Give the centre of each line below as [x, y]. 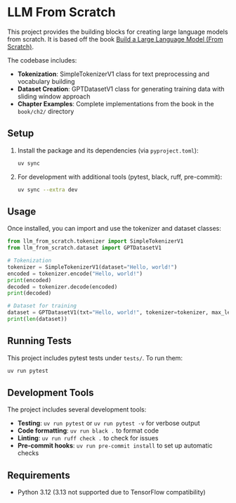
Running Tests [39, 341]
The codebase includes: [42, 60]
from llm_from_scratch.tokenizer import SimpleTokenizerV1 [96, 241]
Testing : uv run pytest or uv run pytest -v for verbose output [109, 424]
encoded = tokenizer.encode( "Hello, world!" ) [75, 274]
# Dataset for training [42, 306]
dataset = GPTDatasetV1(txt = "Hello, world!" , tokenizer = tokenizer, [108, 313]
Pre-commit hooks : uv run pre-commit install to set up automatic [115, 446]
